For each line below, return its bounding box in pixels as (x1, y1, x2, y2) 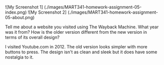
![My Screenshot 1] (5, 4, 43, 10)
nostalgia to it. (5, 54, 34, 60)
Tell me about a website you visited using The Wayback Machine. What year (5, 24, 159, 30)
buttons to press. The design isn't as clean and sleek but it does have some (5, 49, 158, 55)
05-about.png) (5, 15, 35, 20)
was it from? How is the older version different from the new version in (5, 29, 147, 35)
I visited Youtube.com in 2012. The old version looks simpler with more (5, 44, 148, 49)
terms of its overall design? (5, 34, 60, 40)
